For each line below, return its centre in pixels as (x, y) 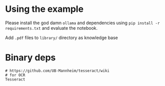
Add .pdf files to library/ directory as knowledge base (61, 38)
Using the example (44, 9)
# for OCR (15, 75)
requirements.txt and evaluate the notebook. (52, 28)
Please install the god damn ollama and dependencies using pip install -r (82, 23)
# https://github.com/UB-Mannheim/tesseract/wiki (57, 71)
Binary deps (30, 58)
